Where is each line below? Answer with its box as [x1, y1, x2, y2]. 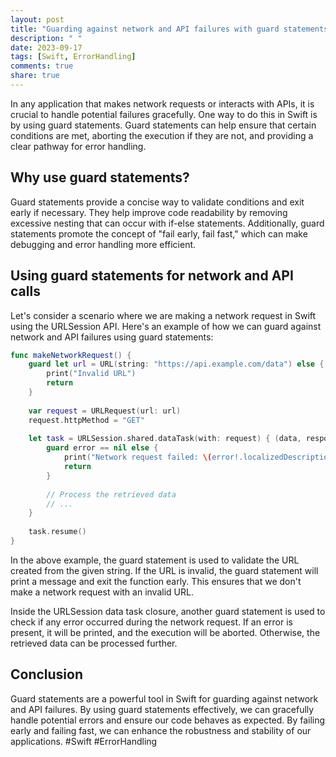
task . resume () [28, 527, 87, 537]
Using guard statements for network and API [10, 267, 294, 285]
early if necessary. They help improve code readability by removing [10, 206, 288, 218]
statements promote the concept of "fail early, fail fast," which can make [10, 227, 308, 240]
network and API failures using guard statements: [10, 331, 214, 343]
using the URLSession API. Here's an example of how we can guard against [10, 320, 322, 332]
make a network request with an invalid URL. [10, 586, 194, 598]
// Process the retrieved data [46, 489, 177, 500]
